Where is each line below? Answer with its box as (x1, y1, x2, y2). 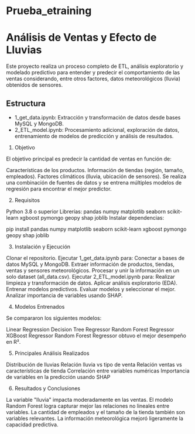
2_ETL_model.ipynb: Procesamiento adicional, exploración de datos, (14, 126, 180, 133)
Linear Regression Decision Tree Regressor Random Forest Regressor (6, 326, 175, 333)
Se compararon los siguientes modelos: (6, 315, 102, 322)
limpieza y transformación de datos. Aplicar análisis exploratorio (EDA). (6, 279, 177, 286)
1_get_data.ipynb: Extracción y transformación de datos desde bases (14, 114, 181, 121)
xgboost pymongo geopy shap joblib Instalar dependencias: (19, 214, 165, 221)
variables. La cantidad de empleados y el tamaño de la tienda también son (6, 408, 186, 415)
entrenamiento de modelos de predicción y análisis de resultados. (14, 132, 174, 139)
